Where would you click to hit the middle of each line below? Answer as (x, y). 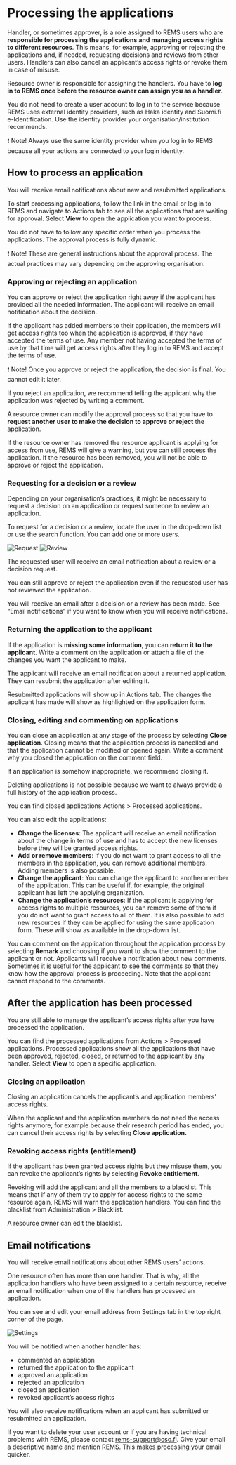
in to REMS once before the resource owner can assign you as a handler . (115, 91)
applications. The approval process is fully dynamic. (83, 239)
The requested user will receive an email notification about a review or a (112, 562)
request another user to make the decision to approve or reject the (106, 422)
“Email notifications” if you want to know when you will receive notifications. (118, 611)
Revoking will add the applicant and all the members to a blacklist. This (110, 1187)
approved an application (52, 1375)
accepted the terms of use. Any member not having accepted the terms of (115, 340)
